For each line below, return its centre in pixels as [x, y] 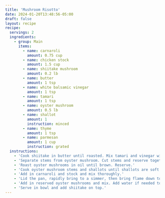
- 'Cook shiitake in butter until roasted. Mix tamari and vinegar [84, 156]
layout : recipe [21, 23]
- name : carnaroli [41, 51]
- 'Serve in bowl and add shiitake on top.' [60, 188]
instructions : [24, 151]
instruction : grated [48, 147]
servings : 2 [22, 32]
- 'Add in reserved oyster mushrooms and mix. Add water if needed [84, 183]
